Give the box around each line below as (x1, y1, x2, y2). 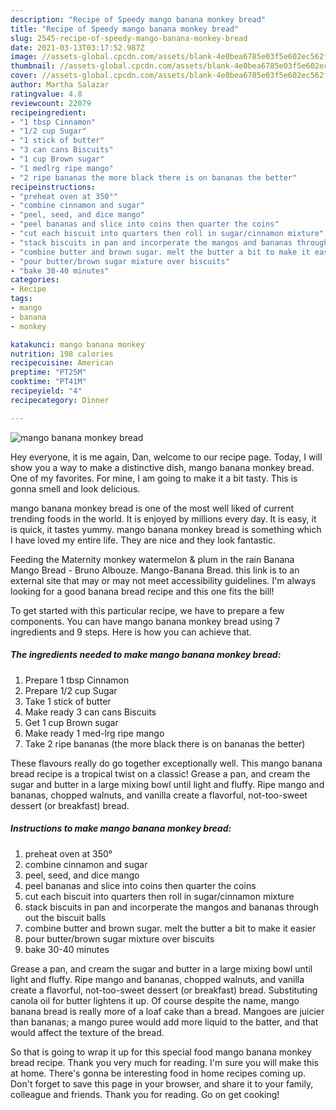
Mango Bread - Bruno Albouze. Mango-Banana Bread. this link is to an (10, 564, 300, 576)
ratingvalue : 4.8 (10, 89, 83, 99)
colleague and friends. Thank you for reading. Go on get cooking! (10, 1088, 280, 1100)
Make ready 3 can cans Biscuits (24, 706, 157, 718)
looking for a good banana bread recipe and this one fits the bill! (10, 585, 275, 597)
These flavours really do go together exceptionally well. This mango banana (10, 757, 323, 769)
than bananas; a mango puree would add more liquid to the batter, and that (10, 1016, 319, 1028)
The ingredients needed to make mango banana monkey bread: (10, 649, 282, 661)
